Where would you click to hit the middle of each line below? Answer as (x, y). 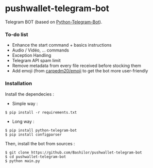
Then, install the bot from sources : (40, 143)
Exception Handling (32, 55)
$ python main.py (23, 161)
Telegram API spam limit (36, 61)
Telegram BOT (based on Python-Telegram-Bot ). (54, 22)
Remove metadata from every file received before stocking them (76, 66)
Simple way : (25, 103)
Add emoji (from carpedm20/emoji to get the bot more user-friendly (80, 71)
